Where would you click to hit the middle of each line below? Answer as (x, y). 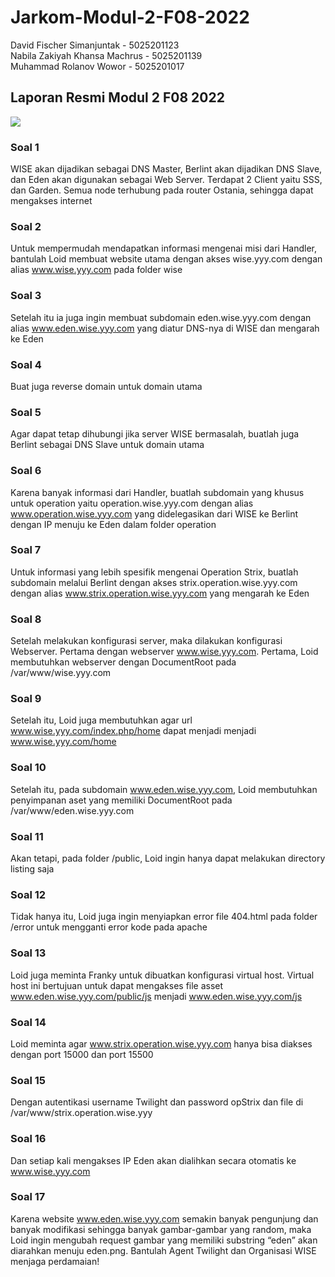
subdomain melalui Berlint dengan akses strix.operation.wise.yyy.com (154, 582)
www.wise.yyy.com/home (63, 742)
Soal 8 (26, 619)
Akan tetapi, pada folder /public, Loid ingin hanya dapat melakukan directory (168, 858)
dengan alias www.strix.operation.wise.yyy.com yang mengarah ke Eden (160, 593)
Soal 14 (28, 1022)
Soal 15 (28, 1080)
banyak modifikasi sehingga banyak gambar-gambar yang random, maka (161, 1229)
